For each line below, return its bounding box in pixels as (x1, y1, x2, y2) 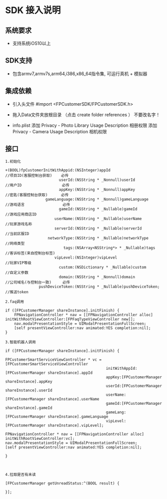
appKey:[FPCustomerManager (105, 375, 162, 380)
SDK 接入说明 (5, 5, 61, 16)
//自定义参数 (5, 270, 28, 276)
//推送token (5, 290, 28, 295)
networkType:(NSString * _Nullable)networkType (47, 236, 149, 241)
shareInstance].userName (47, 397, 99, 402)
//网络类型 (5, 241, 25, 246)
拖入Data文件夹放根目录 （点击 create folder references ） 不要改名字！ (12, 111, 160, 118)
